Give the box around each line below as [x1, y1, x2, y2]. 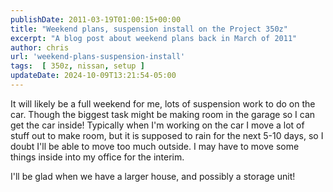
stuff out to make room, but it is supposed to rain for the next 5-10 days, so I [10, 129, 324, 141]
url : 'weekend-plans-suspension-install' [10, 52, 186, 62]
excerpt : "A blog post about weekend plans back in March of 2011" [10, 33, 298, 43]
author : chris [10, 42, 70, 53]
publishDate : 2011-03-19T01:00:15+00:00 [10, 14, 182, 25]
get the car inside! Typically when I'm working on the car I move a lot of [10, 119, 305, 131]
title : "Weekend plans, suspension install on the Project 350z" [10, 24, 288, 34]
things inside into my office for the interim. [10, 151, 185, 163]
